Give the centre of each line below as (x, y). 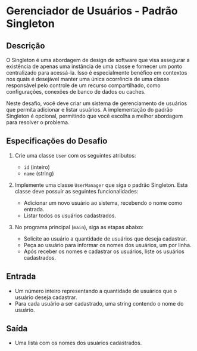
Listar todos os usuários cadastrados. (70, 215)
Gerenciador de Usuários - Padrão (92, 11)
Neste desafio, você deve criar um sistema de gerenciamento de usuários (97, 103)
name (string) (39, 173)
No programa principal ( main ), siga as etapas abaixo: (79, 227)
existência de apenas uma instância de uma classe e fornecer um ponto (94, 66)
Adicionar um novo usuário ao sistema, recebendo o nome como (103, 203)
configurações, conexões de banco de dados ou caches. (76, 92)
